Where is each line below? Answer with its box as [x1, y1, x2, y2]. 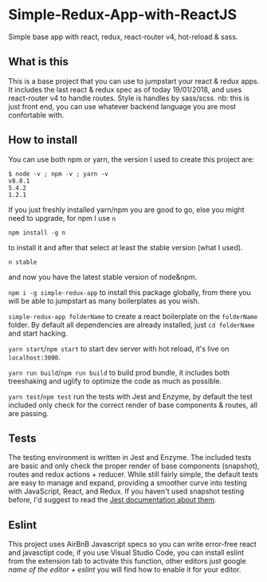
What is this [8, 55, 69, 69]
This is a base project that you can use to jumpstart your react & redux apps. [8, 76, 260, 85]
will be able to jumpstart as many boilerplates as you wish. [8, 296, 200, 305]
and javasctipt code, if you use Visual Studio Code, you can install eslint [8, 548, 245, 557]
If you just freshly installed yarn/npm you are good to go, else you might [8, 205, 245, 214]
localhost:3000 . [8, 352, 61, 362]
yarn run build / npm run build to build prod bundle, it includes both [8, 368, 230, 377]
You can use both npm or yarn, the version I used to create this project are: [8, 154, 255, 164]
